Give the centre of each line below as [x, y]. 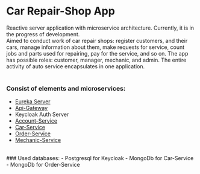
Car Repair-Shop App [61, 11]
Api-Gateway [31, 108]
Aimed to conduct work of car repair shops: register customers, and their [97, 40]
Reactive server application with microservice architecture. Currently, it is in [100, 28]
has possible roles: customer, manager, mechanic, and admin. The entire [96, 60]
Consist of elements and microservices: [66, 88]
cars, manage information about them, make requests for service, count [95, 47]
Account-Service [36, 121]
